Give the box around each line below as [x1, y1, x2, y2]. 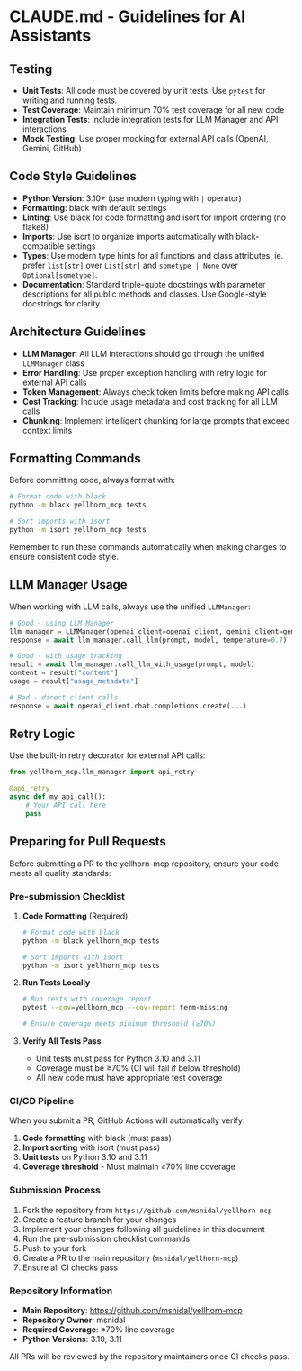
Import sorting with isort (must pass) [22, 1142, 160, 1153]
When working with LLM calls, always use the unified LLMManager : [9, 601, 251, 612]
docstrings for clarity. [22, 297, 102, 308]
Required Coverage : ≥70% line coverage [22, 1323, 175, 1335]
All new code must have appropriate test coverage [35, 1073, 223, 1083]
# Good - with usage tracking [9, 652, 123, 661]
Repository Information [9, 1284, 113, 1297]
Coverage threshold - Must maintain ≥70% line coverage [22, 1161, 235, 1173]
